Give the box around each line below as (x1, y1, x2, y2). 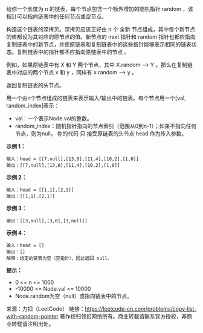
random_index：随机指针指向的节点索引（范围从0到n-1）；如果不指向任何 (14, 123, 197, 129)
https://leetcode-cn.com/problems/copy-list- (85, 305, 197, 312)
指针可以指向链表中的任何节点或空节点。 (6, 13, 107, 20)
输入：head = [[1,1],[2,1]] (6, 187, 74, 193)
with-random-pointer (6, 313, 59, 320)
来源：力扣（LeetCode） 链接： (6, 305, 86, 312)
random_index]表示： (6, 102, 60, 109)
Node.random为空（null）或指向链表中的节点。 (14, 293, 133, 299)
